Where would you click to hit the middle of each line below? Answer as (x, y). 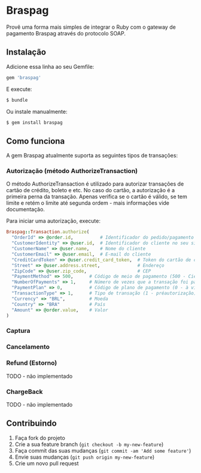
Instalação (26, 52)
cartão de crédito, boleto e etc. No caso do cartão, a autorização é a (91, 190)
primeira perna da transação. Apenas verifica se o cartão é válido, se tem (97, 197)
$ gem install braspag (34, 122)
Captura (19, 331)
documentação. (25, 210)
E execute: (19, 89)
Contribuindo (31, 424)
